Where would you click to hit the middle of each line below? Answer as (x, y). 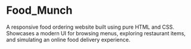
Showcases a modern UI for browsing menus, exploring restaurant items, (96, 33)
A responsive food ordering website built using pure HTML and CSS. (90, 27)
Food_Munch (39, 10)
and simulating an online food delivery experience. (68, 39)
